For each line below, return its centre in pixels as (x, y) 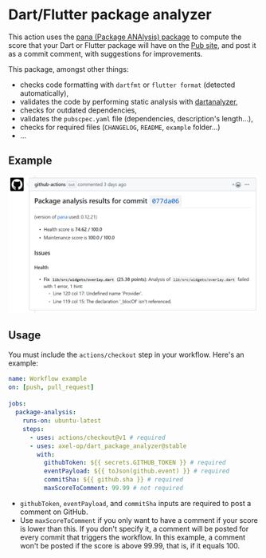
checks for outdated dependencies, (78, 110)
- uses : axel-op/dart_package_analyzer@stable (108, 446)
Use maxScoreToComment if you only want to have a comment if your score (139, 520)
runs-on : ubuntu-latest (62, 421)
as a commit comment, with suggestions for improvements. (106, 53)
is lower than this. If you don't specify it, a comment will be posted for (134, 528)
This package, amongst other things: (68, 69)
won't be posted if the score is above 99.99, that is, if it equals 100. (130, 545)
